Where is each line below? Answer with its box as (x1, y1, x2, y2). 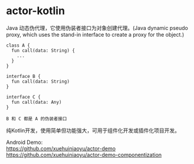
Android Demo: (6, 139, 43, 146)
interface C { (6, 94, 41, 100)
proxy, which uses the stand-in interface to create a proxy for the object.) (6, 31, 185, 38)
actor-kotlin (6, 4, 65, 18)
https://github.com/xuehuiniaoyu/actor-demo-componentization (6, 151, 162, 158)
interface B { (6, 73, 41, 79)
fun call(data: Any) (11, 99, 62, 105)
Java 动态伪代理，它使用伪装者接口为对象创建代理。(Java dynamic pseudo (6, 24, 189, 31)
